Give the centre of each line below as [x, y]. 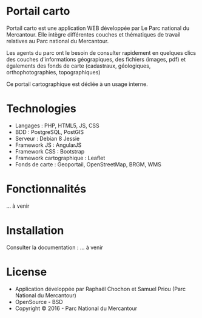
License [27, 272]
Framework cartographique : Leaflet [60, 158]
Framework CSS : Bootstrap [50, 151]
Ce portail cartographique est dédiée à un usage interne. [77, 84]
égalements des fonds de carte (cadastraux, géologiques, [79, 66]
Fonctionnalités [46, 189]
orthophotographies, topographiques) [53, 72]
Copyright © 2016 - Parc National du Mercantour [76, 308]
